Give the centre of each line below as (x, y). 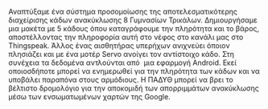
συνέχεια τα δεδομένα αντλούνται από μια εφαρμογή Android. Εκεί (123, 63)
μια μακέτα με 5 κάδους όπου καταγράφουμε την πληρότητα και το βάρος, (134, 28)
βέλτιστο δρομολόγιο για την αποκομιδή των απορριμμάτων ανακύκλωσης (134, 88)
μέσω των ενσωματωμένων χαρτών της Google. (89, 97)
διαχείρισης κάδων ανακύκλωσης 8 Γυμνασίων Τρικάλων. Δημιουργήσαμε (133, 20)
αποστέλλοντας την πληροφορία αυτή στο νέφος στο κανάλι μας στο (126, 37)
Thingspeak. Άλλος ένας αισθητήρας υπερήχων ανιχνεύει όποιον (119, 46)
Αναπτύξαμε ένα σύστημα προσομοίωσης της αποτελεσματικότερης (123, 12)
